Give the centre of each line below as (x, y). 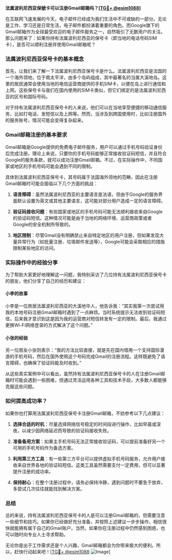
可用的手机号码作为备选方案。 (44, 447)
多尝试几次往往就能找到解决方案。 (49, 488)
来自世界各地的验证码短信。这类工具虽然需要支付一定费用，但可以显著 (91, 465)
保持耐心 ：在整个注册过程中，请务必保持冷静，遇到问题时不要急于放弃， (89, 482)
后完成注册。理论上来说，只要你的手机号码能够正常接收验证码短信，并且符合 (86, 153)
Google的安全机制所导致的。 (43, 224)
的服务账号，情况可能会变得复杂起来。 (46, 120)
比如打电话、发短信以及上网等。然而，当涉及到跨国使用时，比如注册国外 (90, 114)
